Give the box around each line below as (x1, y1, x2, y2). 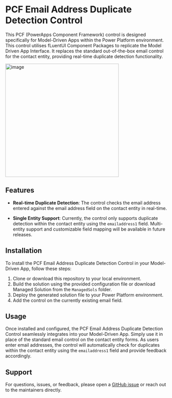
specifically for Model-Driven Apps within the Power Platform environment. (5, 37, 164, 43)
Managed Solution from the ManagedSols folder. (12, 286, 112, 292)
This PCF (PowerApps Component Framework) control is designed (5, 31, 146, 37)
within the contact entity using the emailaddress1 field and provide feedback (5, 348, 167, 354)
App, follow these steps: (20, 266, 72, 272)
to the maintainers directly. (5, 387, 62, 393)
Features (5, 186, 34, 195)
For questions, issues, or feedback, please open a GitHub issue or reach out (5, 382, 166, 388)
